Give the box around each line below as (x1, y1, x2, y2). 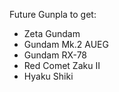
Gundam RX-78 (23, 49, 88, 61)
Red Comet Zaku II (23, 60, 101, 71)
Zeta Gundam (23, 28, 81, 39)
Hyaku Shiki (23, 70, 74, 82)
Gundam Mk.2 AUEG (23, 39, 109, 50)
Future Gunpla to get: (9, 9, 97, 20)
